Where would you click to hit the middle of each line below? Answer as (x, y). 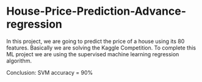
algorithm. (19, 61)
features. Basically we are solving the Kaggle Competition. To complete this (101, 48)
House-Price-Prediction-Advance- (96, 11)
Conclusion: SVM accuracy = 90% (50, 72)
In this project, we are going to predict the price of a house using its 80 (96, 41)
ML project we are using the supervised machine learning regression (93, 54)
